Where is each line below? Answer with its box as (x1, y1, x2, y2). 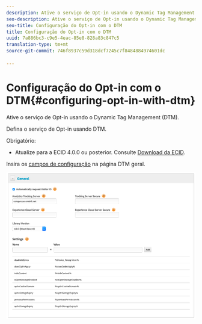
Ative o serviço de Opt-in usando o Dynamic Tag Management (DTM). (6, 113, 179, 120)
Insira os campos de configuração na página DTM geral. (6, 160, 145, 167)
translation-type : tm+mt (6, 42, 69, 48)
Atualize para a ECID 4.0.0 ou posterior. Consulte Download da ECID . (14, 148, 185, 156)
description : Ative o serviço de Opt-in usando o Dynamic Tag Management (6, 10, 195, 16)
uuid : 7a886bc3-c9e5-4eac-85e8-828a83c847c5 (6, 35, 120, 42)
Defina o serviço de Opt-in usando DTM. (6, 125, 107, 132)
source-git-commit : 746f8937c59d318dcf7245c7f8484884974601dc (6, 48, 165, 54)
